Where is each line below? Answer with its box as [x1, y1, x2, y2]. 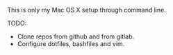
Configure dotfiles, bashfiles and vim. [17, 40, 125, 47]
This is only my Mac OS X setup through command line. [7, 6, 167, 14]
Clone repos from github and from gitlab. [17, 32, 134, 41]
